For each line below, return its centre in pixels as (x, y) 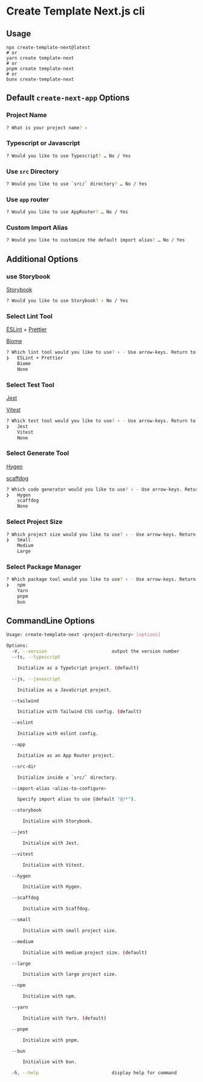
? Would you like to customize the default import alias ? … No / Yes (96, 240)
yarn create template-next (40, 58)
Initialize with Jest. (51, 843)
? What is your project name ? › (47, 128)
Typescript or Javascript (43, 143)
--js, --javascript (36, 679)
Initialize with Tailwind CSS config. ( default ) (79, 712)
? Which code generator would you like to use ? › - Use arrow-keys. (94, 489)
